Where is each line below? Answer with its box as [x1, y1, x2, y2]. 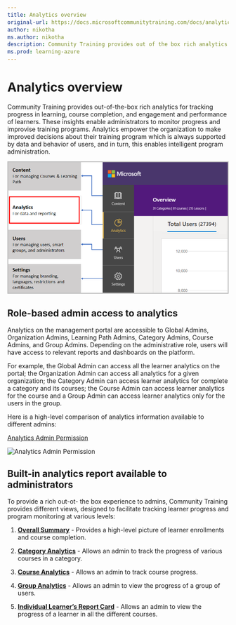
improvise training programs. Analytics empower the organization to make [7, 125, 221, 133]
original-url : [7, 18, 49, 26]
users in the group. [7, 399, 62, 408]
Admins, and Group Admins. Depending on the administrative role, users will [7, 341, 228, 349]
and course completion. [17, 533, 86, 542]
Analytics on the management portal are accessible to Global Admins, [7, 326, 209, 335]
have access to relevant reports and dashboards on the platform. [7, 348, 195, 357]
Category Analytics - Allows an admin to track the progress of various [17, 547, 223, 556]
